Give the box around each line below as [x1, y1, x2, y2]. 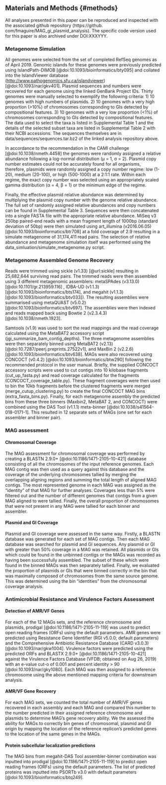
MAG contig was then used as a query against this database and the [5, 466, 145, 472]
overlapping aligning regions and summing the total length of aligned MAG [5, 477, 157, 483]
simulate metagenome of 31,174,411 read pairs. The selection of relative [5, 234, 150, 240]
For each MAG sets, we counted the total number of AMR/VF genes [5, 699, 143, 706]
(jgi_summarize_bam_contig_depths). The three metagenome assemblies [5, 336, 155, 342]
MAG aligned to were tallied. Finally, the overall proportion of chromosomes [5, 498, 160, 504]
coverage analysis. [5, 583, 44, 589]
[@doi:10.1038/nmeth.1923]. [5, 315, 62, 321]
